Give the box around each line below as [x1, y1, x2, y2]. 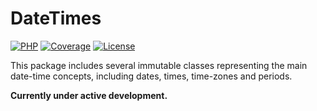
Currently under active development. [10, 89, 168, 101]
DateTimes [10, 7, 102, 30]
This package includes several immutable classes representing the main [10, 59, 308, 71]
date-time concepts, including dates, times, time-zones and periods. [10, 70, 293, 82]
